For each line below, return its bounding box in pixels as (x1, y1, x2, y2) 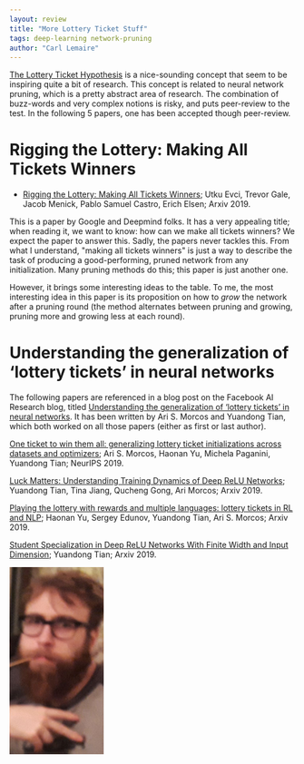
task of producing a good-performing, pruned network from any (9, 255, 250, 266)
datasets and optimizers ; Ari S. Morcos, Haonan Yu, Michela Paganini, (9, 448, 270, 459)
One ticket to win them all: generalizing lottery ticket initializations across (9, 438, 282, 449)
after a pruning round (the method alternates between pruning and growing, (9, 301, 293, 312)
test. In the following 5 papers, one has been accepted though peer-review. (9, 108, 291, 119)
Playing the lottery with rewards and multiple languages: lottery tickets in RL (9, 503, 293, 514)
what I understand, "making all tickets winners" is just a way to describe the (9, 245, 293, 256)
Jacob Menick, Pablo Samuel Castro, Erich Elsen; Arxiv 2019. (22, 199, 251, 210)
